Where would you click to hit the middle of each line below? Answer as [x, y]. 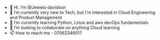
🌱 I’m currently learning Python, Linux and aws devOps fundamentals [79, 22]
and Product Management [36, 17]
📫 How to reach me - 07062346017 [46, 33]
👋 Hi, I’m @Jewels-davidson [38, 7]
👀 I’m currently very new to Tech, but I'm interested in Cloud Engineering [82, 12]
